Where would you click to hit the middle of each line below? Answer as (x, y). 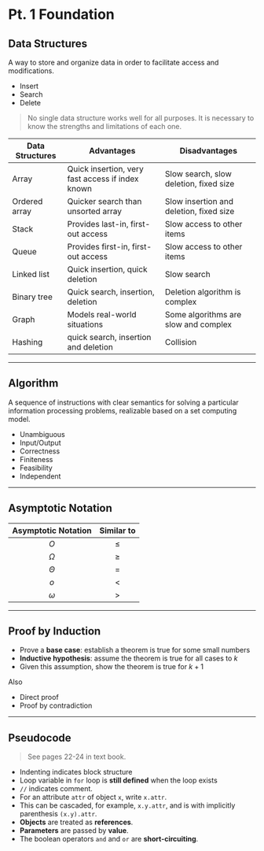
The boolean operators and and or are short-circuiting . (109, 839)
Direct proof (39, 697)
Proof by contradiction (56, 705)
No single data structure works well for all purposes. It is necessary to (141, 118)
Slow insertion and (199, 201)
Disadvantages (209, 151)
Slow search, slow (198, 174)
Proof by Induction (55, 631)
